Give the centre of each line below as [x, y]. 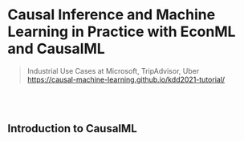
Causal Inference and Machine [112, 15]
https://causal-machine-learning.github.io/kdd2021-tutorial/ [126, 79]
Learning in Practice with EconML [122, 32]
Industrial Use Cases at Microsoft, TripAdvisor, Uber [113, 70]
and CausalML [56, 49]
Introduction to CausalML [72, 129]
